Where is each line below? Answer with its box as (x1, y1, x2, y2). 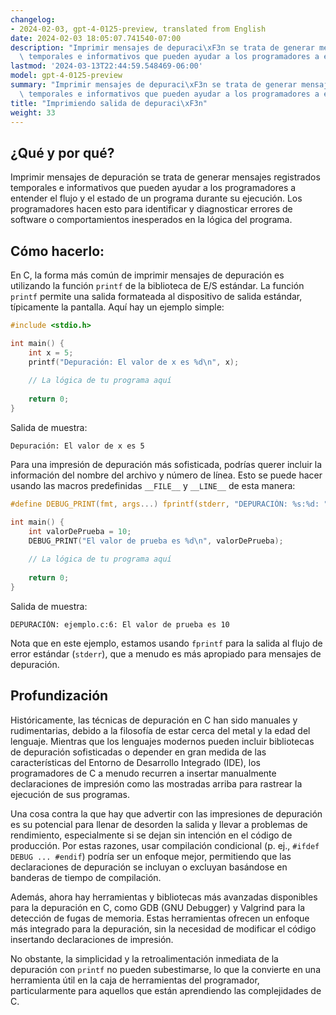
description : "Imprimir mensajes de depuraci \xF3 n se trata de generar (10, 42, 315, 53)
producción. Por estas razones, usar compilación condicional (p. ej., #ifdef (10, 839, 320, 851)
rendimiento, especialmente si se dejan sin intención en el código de (10, 829, 293, 841)
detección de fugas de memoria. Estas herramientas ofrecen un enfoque (10, 912, 310, 924)
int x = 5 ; (28, 347, 74, 358)
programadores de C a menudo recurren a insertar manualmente (10, 767, 277, 779)
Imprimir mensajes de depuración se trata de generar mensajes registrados (10, 171, 321, 183)
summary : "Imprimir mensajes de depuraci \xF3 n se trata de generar (10, 80, 298, 90)
